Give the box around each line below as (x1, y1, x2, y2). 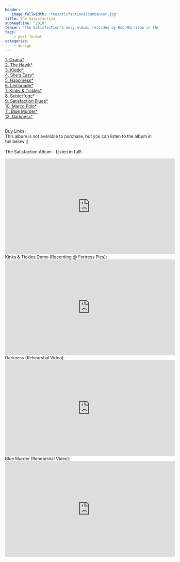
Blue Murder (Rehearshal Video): (5, 456, 70, 461)
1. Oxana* (5, 56, 25, 62)
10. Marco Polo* (5, 103, 37, 109)
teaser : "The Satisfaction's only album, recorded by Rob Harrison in (5, 25, 151, 30)
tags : (5, 30, 16, 35)
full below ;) (5, 138, 29, 144)
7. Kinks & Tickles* (5, 88, 42, 93)
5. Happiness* (5, 77, 33, 83)
